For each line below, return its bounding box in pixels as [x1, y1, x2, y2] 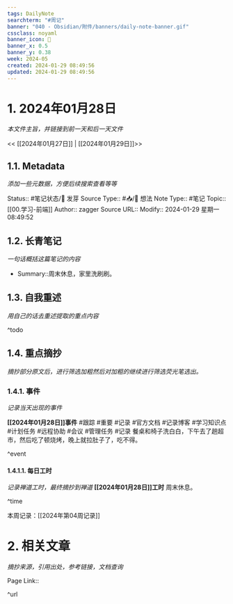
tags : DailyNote [7, 10, 54, 17]
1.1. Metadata [7, 160, 65, 172]
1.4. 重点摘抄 [7, 347, 62, 359]
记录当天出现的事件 [7, 403, 63, 411]
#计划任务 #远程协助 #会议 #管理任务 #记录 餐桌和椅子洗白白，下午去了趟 [7, 427, 218, 435]
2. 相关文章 [7, 539, 71, 554]
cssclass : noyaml [7, 29, 58, 37]
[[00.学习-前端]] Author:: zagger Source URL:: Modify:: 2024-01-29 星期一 [7, 205, 220, 214]
